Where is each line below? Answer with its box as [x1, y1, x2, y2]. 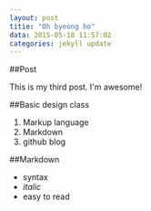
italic [22, 182, 42, 193]
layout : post [9, 13, 59, 23]
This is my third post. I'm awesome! [9, 81, 143, 92]
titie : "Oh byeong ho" [9, 22, 96, 31]
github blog [22, 136, 66, 147]
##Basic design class [9, 100, 89, 111]
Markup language [22, 117, 89, 128]
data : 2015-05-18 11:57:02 [9, 30, 112, 39]
